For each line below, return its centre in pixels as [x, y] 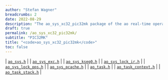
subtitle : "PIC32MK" [27, 38]
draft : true [17, 28]
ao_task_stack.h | [23, 72]
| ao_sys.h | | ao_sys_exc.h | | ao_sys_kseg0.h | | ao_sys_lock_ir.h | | [75, 61]
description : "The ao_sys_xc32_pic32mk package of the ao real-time [78, 24]
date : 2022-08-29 [23, 19]
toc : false [16, 47]
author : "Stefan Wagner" [31, 10]
